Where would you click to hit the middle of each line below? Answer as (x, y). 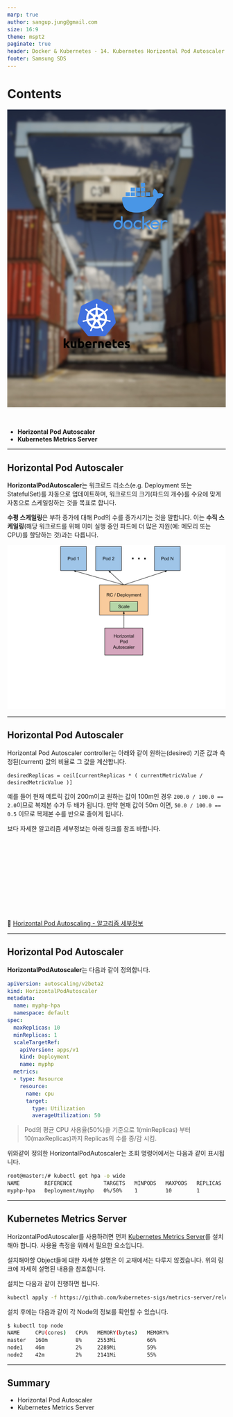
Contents (35, 94)
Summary (29, 1383)
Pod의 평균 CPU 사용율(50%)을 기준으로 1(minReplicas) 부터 (107, 1130)
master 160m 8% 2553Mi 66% (82, 1341)
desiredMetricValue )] (40, 782)
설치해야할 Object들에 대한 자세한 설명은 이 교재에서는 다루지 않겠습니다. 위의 (112, 1260)
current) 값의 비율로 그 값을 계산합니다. (74, 761)
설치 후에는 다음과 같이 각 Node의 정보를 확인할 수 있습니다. (88, 1311)
